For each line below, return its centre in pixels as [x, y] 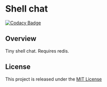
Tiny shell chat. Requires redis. [37, 51]
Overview [21, 39]
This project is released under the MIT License [54, 79]
